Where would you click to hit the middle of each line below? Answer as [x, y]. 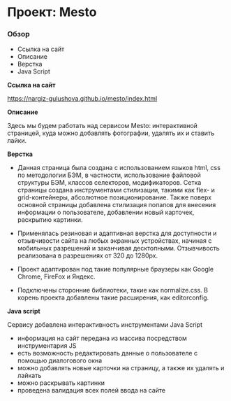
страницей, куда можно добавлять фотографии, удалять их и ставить [111, 133]
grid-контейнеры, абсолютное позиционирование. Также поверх [114, 197]
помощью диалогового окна [60, 360]
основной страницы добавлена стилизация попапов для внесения [117, 205]
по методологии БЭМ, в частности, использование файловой [109, 175]
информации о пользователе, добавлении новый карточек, [106, 212]
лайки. [17, 141]
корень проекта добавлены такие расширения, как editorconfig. [113, 297]
